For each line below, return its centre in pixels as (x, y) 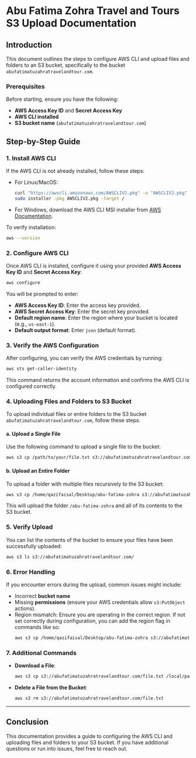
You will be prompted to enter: (42, 293)
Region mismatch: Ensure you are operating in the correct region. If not (100, 614)
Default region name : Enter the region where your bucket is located (96, 317)
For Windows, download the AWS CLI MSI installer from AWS (88, 210)
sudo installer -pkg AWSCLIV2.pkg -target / (69, 198)
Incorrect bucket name (42, 596)
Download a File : (35, 665)
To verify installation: (31, 227)
